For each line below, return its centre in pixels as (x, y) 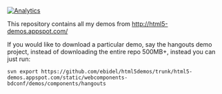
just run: (19, 59)
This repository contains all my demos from (69, 24)
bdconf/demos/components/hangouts (57, 84)
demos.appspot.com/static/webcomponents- (68, 78)
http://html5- (150, 24)
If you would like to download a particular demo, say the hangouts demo (110, 44)
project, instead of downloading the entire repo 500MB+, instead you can (111, 52)
